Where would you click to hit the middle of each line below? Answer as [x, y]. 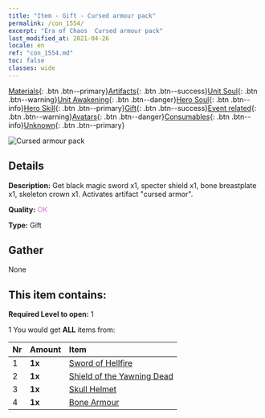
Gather [26, 250]
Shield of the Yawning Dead [121, 376]
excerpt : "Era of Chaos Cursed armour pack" [86, 31]
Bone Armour [94, 403]
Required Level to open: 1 [51, 314]
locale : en [26, 46]
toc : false [26, 61]
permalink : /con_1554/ [46, 23]
